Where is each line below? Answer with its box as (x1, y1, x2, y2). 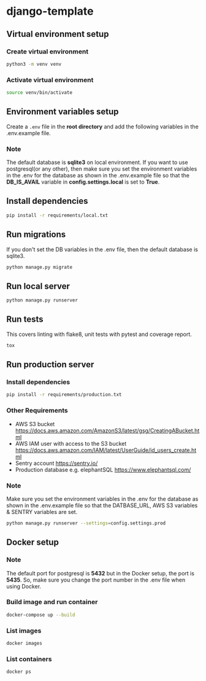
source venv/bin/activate (6, 90, 72, 96)
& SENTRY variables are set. (6, 508, 78, 515)
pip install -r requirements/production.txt (6, 392, 122, 398)
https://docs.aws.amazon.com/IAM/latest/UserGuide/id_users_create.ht (15, 446, 197, 454)
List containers (6, 655, 52, 663)
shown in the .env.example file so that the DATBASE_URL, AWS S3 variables (6, 502, 198, 509)
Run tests (6, 314, 44, 325)
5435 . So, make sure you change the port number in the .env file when (6, 576, 186, 583)
